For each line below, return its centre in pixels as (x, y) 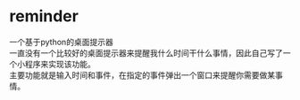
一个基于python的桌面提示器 (61, 42)
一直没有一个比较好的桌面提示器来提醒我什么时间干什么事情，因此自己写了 (146, 53)
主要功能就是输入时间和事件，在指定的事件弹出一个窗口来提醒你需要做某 (142, 75)
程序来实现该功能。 (60, 64)
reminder (44, 16)
